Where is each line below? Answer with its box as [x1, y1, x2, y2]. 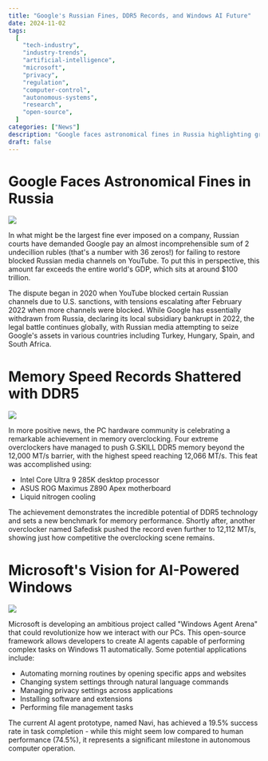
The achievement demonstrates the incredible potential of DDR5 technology [8, 508, 258, 517]
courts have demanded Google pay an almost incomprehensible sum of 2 [8, 239, 250, 248]
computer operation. [8, 743, 76, 753]
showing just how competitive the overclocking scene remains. [8, 533, 215, 543]
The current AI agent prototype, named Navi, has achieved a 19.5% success [8, 718, 258, 727]
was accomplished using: [8, 460, 92, 470]
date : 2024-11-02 [8, 19, 66, 27]
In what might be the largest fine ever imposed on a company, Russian [8, 231, 239, 240]
